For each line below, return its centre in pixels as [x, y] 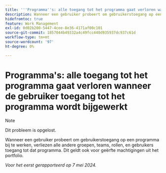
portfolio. [14, 155]
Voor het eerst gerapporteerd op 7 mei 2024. [51, 165]
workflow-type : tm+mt [27, 38]
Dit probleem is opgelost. [31, 130]
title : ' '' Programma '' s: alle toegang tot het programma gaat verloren [80, 10]
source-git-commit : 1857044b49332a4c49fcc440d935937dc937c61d [70, 33]
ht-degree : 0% [20, 46]
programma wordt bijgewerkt [66, 107]
